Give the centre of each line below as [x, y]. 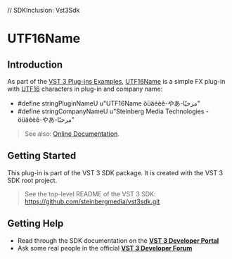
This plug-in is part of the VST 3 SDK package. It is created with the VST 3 [115, 172]
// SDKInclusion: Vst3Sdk [44, 10]
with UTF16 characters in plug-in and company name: [85, 89]
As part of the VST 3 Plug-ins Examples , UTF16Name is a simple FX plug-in [116, 81]
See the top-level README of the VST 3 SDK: [90, 194]
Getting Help [36, 223]
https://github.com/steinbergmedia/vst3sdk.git [92, 201]
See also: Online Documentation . [72, 134]
